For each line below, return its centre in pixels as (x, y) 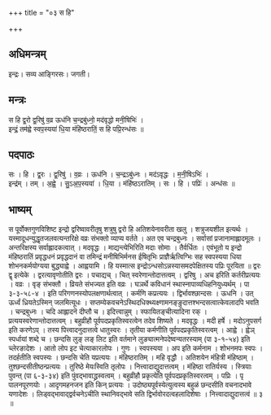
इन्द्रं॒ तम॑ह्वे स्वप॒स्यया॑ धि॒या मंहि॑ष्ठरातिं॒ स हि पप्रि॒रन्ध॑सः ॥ (76, 129)
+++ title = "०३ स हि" (42, 13)
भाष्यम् (20, 210)
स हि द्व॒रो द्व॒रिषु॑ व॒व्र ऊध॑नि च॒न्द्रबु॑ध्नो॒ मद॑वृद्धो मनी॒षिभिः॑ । (76, 120)
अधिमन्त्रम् (27, 54)
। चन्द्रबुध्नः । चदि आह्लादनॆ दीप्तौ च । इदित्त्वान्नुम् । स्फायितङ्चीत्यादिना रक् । (108, 312)
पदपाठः (22, 155)
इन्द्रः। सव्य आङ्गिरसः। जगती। (50, 74)
